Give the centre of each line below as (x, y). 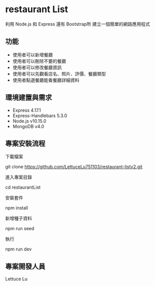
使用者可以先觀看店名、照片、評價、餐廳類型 (59, 74)
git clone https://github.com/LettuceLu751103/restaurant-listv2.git (74, 167)
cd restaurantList (23, 187)
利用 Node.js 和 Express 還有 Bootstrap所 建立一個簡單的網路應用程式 (78, 24)
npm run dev (18, 249)
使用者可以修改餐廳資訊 (37, 67)
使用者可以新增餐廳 (33, 55)
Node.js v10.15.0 (29, 121)
